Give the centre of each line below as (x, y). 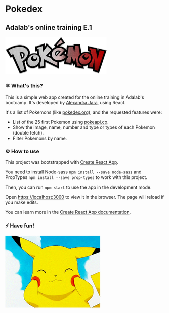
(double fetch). (28, 132)
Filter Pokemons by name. (40, 138)
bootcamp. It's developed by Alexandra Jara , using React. (66, 102)
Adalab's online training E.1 (49, 28)
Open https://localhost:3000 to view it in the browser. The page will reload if (85, 197)
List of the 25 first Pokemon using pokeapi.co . (60, 122)
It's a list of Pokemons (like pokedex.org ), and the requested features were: (84, 112)
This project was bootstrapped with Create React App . (62, 162)
